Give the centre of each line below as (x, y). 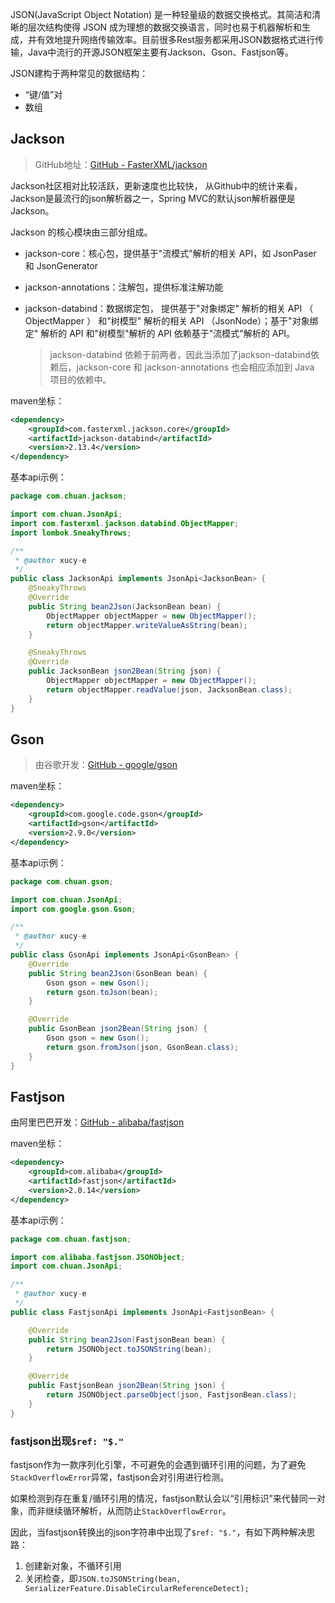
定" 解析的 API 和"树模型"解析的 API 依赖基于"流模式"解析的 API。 (160, 333)
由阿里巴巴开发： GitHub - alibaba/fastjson (97, 1122)
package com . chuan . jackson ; (69, 496)
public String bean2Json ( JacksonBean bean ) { (125, 606)
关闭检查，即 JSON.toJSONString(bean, (103, 1578)
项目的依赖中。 (80, 379)
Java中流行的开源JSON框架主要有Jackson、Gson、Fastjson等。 (160, 52)
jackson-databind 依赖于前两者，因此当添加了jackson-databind (180, 354)
